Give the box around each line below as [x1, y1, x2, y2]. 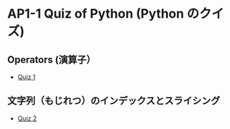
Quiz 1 [17, 73, 36, 81]
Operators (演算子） [7, 54, 96, 66]
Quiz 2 [17, 113, 37, 123]
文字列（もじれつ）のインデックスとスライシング [7, 95, 220, 107]
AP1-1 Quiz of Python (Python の [7, 6, 200, 22]
